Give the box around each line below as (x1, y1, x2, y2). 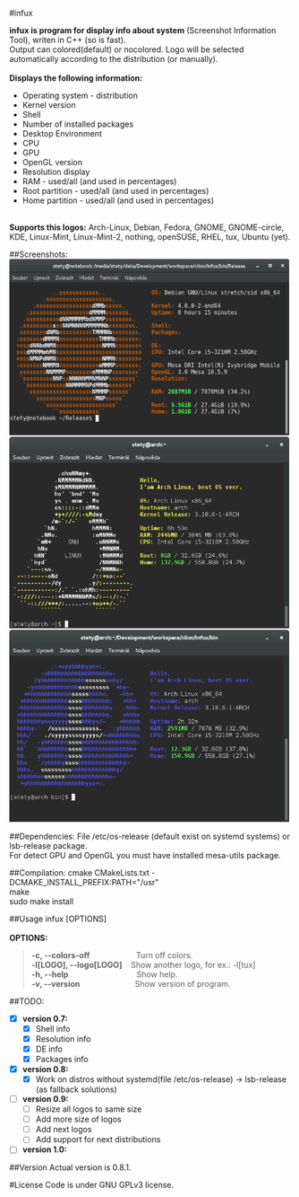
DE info (35, 1043, 63, 1054)
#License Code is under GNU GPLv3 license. (9, 1180, 175, 1191)
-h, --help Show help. (30, 969, 178, 980)
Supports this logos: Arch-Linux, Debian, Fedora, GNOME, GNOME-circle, (9, 222, 285, 233)
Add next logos (35, 1124, 92, 1135)
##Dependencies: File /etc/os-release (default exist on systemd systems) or (9, 831, 291, 841)
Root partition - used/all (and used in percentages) (21, 186, 209, 196)
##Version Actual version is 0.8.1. (9, 1162, 132, 1173)
